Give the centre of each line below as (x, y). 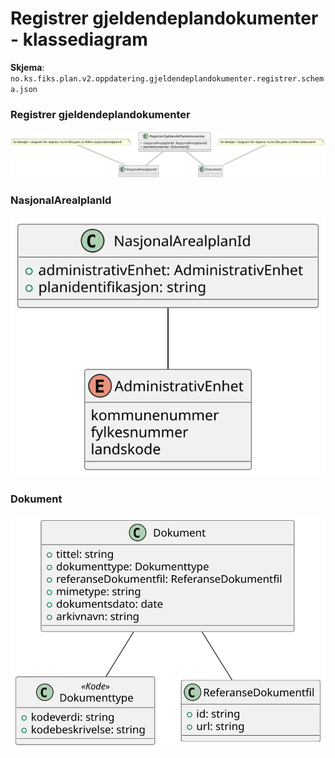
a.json (24, 89)
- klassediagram (79, 39)
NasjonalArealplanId (61, 200)
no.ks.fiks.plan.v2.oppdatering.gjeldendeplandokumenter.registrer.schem (167, 78)
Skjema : (27, 67)
